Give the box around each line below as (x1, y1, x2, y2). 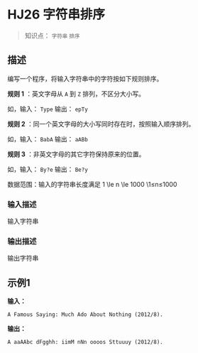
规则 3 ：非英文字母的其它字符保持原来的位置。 (7, 150, 145, 158)
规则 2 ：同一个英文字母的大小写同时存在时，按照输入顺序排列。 (7, 119, 195, 128)
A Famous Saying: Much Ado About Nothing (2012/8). (7, 311, 163, 318)
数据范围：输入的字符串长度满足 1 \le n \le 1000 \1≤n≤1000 (7, 180, 177, 188)
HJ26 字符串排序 (7, 6, 105, 23)
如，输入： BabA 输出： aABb (7, 134, 89, 143)
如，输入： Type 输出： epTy (7, 104, 89, 113)
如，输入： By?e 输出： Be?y (7, 165, 89, 173)
